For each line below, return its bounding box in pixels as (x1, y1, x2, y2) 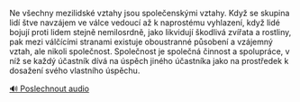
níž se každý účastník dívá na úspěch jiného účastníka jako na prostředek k (9, 56, 289, 66)
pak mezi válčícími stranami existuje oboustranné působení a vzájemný (9, 36, 273, 47)
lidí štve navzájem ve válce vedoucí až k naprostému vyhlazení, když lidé (9, 17, 281, 28)
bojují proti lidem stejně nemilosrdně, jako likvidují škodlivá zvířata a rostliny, (9, 27, 292, 37)
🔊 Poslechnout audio (9, 83, 90, 94)
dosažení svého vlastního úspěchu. (9, 65, 141, 76)
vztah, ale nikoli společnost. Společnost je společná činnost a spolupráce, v (9, 46, 290, 57)
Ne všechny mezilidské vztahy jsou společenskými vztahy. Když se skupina (9, 8, 290, 18)
